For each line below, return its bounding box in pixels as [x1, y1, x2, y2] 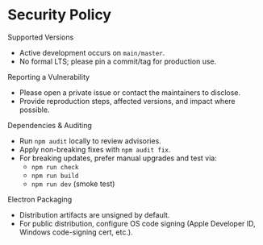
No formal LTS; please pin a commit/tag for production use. [19, 56, 217, 66]
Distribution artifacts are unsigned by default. [19, 210, 170, 219]
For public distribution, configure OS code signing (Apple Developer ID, [19, 218, 256, 228]
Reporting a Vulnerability [7, 72, 90, 81]
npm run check [31, 163, 79, 171]
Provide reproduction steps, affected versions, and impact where [19, 96, 236, 106]
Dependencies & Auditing [7, 120, 92, 130]
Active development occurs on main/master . [19, 48, 165, 57]
